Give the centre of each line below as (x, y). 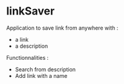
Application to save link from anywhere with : (62, 28)
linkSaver (31, 11)
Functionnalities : (28, 57)
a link (22, 39)
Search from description (45, 69)
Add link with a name (41, 76)
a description (31, 46)
